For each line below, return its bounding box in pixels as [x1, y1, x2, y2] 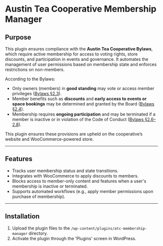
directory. [28, 230, 48, 236]
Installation [5, 212, 40, 221]
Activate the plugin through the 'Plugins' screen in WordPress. [12, 235, 137, 241]
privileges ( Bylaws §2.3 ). [12, 91, 62, 96]
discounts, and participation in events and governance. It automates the [5, 56, 149, 62]
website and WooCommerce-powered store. [5, 136, 94, 142]
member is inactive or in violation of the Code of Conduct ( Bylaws [12, 117, 144, 122]
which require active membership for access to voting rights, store [5, 51, 138, 57]
